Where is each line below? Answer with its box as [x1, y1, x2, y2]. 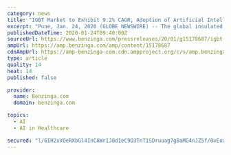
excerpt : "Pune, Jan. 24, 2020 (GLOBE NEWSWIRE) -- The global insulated [7, 23, 223, 30]
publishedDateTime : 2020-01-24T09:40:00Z [7, 29, 128, 37]
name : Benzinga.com [13, 93, 69, 100]
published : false [7, 74, 57, 81]
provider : [7, 87, 36, 94]
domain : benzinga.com [13, 99, 76, 107]
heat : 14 [7, 68, 32, 74]
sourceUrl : [7, 36, 38, 43]
